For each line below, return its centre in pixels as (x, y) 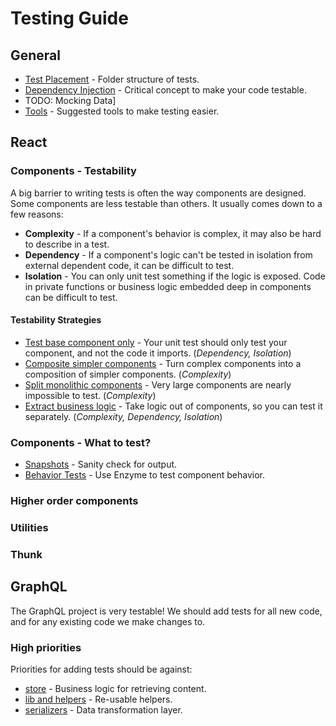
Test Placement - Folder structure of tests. (112, 79)
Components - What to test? (81, 442)
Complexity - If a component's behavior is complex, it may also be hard (173, 233)
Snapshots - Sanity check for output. (101, 464)
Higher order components (74, 501)
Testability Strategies (56, 320)
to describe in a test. (67, 244)
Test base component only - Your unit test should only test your (156, 342)
